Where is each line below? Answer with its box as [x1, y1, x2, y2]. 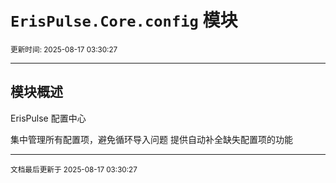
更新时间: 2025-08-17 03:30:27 [10, 44, 118, 55]
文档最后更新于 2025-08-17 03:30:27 [10, 164, 138, 175]
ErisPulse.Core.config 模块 [10, 9, 238, 32]
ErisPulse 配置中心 [10, 112, 87, 124]
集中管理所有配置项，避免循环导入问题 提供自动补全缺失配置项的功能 [10, 133, 293, 145]
